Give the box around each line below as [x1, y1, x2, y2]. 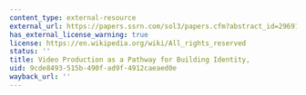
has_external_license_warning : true [9, 30, 148, 39]
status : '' [9, 47, 51, 56]
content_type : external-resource [9, 13, 137, 23]
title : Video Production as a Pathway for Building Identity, [9, 55, 250, 64]
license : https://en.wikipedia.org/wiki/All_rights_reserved [9, 38, 247, 48]
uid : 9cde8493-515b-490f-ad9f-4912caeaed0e [9, 64, 178, 73]
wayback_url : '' [9, 72, 71, 81]
